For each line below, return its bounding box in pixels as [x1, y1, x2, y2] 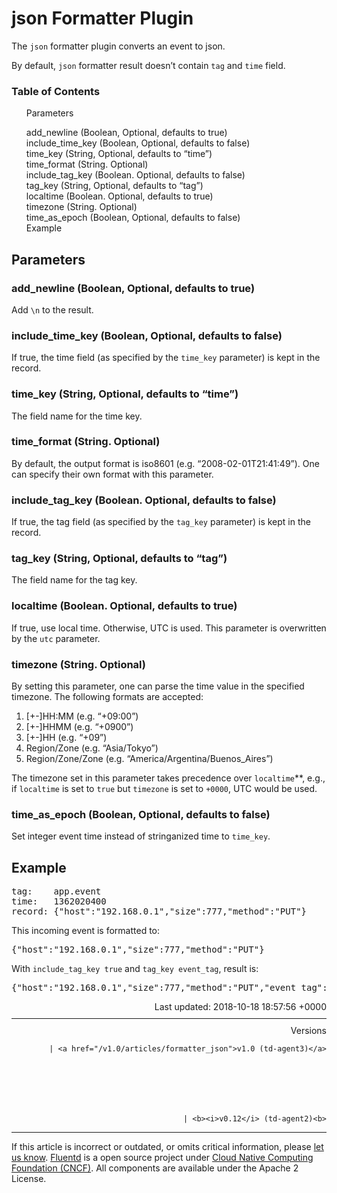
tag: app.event [11, 886, 102, 897]
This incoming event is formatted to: [11, 925, 161, 937]
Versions [290, 1025, 327, 1037]
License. [11, 1173, 47, 1185]
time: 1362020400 [11, 896, 107, 907]
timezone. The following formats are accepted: [11, 691, 204, 702]
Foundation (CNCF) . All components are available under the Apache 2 [11, 1162, 299, 1174]
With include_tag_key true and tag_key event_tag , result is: [11, 963, 259, 975]
